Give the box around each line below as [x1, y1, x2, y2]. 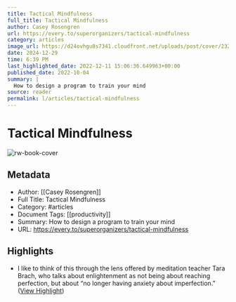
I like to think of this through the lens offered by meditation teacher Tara [17, 264, 225, 273]
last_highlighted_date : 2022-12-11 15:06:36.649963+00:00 [7, 63, 181, 70]
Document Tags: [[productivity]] [17, 210, 111, 218]
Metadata [7, 169, 51, 181]
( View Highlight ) [17, 286, 65, 295]
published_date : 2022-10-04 [7, 69, 90, 76]
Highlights [7, 245, 54, 257]
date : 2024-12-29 [7, 50, 58, 57]
